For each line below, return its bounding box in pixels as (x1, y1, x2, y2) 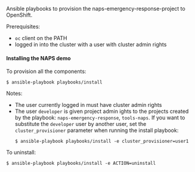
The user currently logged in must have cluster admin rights (14, 102, 162, 109)
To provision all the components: (6, 68, 86, 75)
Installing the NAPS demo (6, 54, 71, 62)
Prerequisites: (6, 23, 41, 30)
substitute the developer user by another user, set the (14, 121, 147, 128)
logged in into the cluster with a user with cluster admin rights (14, 41, 167, 48)
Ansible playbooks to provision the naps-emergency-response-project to (6, 5, 186, 12)
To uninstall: (6, 149, 36, 156)
